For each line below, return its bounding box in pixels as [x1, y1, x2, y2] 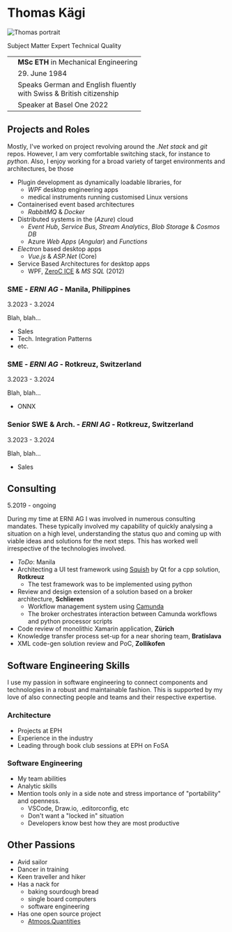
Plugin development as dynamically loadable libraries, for [17, 178, 183, 186]
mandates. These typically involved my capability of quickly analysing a [7, 522, 213, 531]
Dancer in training [17, 865, 69, 873]
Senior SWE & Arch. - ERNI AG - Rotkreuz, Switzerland [7, 420, 194, 430]
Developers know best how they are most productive [27, 818, 180, 827]
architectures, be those [7, 164, 75, 172]
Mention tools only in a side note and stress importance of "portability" [17, 789, 221, 797]
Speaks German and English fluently [17, 80, 137, 89]
